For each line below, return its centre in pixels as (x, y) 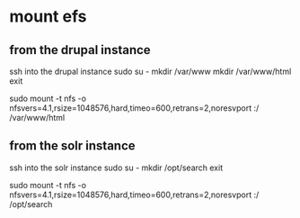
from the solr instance (73, 146)
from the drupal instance (80, 50)
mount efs (48, 17)
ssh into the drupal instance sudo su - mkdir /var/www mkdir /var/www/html (150, 71)
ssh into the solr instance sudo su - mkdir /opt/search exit (116, 168)
